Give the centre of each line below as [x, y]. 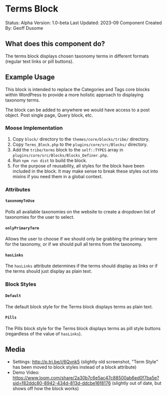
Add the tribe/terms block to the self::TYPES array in [68, 149]
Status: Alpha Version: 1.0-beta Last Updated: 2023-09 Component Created [83, 23]
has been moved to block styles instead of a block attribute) [74, 367]
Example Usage [30, 77]
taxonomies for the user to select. [40, 217]
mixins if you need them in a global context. [57, 176]
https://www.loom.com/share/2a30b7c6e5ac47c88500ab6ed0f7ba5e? [86, 377]
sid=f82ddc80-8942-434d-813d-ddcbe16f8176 [62, 383]
